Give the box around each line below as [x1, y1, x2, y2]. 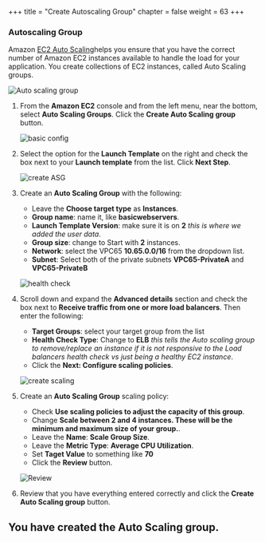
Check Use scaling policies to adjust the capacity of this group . [31, 407, 245, 417]
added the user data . [31, 229, 102, 239]
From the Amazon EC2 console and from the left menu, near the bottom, [19, 101, 258, 111]
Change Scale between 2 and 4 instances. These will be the [31, 415, 233, 425]
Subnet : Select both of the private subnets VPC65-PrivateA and [31, 255, 244, 264]
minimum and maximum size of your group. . [31, 424, 181, 433]
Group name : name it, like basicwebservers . [31, 212, 180, 222]
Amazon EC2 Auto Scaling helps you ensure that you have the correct [8, 45, 236, 54]
